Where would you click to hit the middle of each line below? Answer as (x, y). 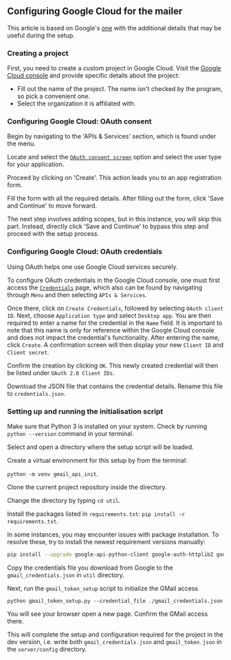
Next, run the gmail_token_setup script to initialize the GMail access (102, 588)
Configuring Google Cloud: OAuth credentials (85, 252)
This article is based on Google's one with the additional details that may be (114, 28)
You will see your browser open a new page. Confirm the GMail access (108, 614)
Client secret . (28, 352)
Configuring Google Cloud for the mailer (95, 11)
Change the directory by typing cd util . (64, 500)
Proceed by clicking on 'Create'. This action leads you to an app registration (114, 178)
